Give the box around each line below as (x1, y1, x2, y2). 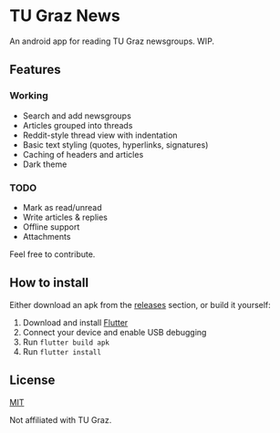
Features (9, 62, 61, 77)
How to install (9, 275, 89, 291)
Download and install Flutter (22, 316, 129, 328)
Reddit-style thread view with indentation (22, 129, 178, 140)
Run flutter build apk (22, 336, 109, 347)
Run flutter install (22, 345, 102, 356)
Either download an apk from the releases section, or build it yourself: (9, 299, 271, 310)
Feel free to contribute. (9, 248, 96, 260)
